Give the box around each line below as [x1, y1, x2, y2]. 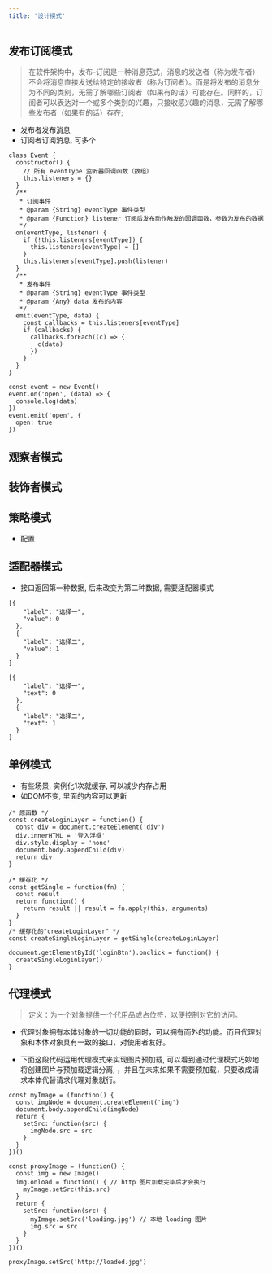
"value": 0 [23, 615, 60, 623]
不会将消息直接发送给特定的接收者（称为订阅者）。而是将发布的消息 [28, 77, 253, 87]
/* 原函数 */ [8, 808, 49, 816]
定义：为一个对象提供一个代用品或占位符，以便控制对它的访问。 [28, 1010, 242, 1020]
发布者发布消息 [19, 125, 71, 135]
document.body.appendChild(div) [15, 846, 126, 854]
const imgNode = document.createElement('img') [15, 1098, 180, 1107]
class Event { [8, 151, 57, 160]
